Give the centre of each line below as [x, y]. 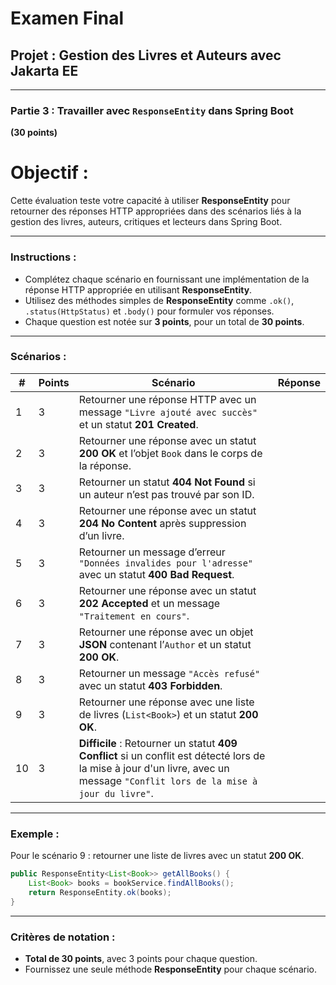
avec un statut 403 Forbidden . [150, 685]
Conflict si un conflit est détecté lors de [172, 755]
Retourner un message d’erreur [152, 552]
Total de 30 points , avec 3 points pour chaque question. [141, 958]
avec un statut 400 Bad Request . [156, 574]
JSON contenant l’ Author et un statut [165, 644]
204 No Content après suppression [162, 523]
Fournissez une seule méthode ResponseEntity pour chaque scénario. [170, 969]
